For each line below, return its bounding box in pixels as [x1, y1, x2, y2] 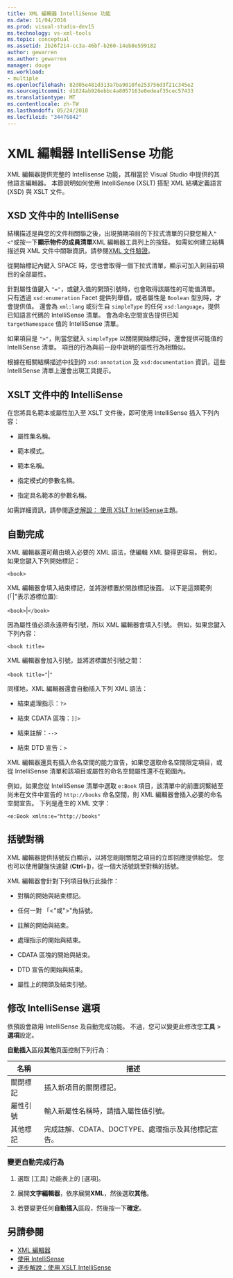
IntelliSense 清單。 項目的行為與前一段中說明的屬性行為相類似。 [7, 343, 189, 352]
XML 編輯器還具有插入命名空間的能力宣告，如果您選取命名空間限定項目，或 [7, 758, 223, 767]
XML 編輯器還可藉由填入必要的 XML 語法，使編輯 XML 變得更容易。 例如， [7, 548, 221, 556]
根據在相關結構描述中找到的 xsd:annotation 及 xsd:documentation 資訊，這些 [7, 358, 226, 366]
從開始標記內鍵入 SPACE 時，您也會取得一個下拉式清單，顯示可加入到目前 [7, 261, 218, 270]
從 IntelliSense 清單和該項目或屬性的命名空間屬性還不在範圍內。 [7, 767, 189, 775]
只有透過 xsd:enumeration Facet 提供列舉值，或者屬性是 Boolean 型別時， [7, 293, 216, 302]
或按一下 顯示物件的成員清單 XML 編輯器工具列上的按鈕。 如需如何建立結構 [13, 238, 225, 247]
